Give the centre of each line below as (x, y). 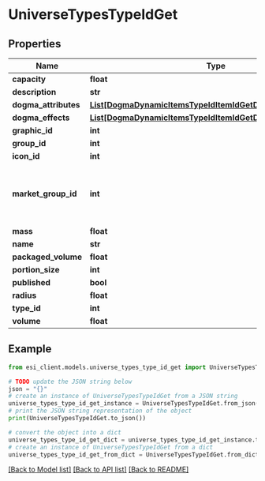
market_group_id (45, 194)
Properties (35, 44)
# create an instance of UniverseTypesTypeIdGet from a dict (111, 447)
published (32, 282)
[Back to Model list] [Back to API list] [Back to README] (99, 470)
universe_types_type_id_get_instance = (74, 404)
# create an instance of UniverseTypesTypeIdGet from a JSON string (123, 396)
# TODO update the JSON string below (70, 381)
